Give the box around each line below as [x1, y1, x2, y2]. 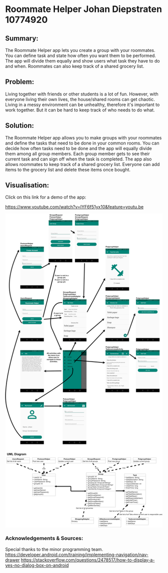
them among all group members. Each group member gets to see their [5, 150, 150, 156]
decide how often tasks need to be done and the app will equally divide [5, 145, 152, 151]
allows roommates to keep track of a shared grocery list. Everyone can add [5, 161, 160, 167]
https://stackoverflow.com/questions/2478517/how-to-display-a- [20, 556, 155, 563]
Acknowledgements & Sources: [5, 535, 83, 542]
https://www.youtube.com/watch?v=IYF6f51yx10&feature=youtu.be [5, 204, 144, 210]
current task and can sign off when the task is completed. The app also [5, 156, 152, 162]
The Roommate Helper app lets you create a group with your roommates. [5, 47, 156, 53]
